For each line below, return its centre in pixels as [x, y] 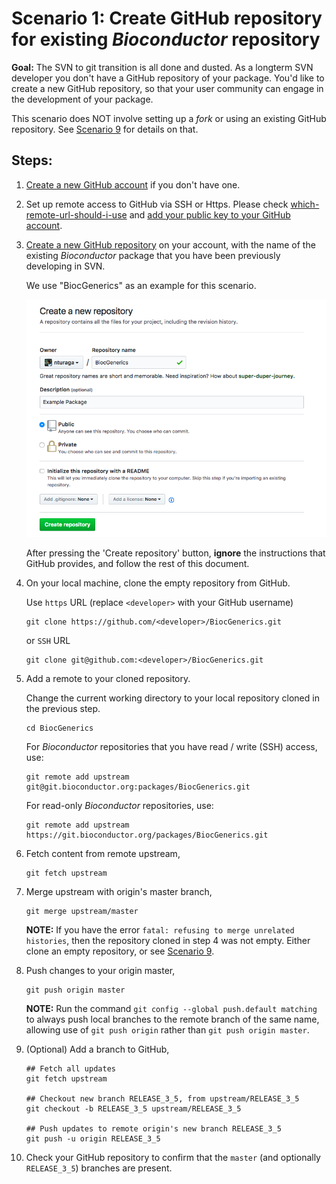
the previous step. [63, 709]
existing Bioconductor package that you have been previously [153, 255]
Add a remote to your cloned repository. [108, 679]
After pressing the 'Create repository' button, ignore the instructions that [175, 553]
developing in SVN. [65, 266]
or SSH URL [48, 641]
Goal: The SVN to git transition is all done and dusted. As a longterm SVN [162, 67]
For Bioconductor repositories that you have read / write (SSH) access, [171, 747]
